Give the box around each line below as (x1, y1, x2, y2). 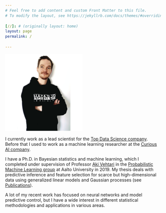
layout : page (5, 29, 32, 34)
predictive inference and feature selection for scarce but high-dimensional (5, 171, 157, 177)
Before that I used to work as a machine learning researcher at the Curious (5, 141, 157, 147)
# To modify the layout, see (5, 13, 65, 18)
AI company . (5, 146, 31, 152)
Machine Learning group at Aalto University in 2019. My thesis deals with (5, 166, 154, 172)
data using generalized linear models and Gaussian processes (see (5, 177, 142, 183)
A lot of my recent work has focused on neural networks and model (5, 192, 142, 198)
